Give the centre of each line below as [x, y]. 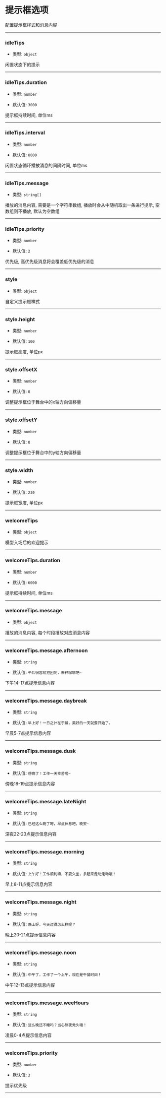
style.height [20, 319]
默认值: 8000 [24, 155]
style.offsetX [21, 369]
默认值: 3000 [24, 104]
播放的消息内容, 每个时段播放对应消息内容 [47, 633]
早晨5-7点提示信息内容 [28, 733]
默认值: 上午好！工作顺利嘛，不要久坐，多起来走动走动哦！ [64, 874]
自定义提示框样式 [22, 301]
